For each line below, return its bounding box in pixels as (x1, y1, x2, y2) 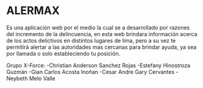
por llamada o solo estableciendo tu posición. (6, 50, 121, 57)
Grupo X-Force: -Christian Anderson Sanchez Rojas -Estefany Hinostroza (6, 62, 191, 69)
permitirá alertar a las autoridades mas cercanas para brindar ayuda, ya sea (6, 43, 197, 51)
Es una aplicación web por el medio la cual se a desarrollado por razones (6, 24, 190, 31)
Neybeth (6, 75, 28, 82)
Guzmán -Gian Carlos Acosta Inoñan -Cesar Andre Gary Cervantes (6, 68, 175, 75)
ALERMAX (6, 4, 60, 18)
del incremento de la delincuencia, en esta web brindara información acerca (6, 30, 198, 37)
